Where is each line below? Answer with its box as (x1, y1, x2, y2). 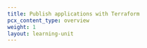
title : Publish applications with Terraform (7, 10, 140, 18)
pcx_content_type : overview (7, 17, 90, 24)
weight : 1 (7, 23, 37, 30)
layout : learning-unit (7, 30, 74, 37)
